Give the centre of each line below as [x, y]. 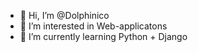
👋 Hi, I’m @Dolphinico [64, 15]
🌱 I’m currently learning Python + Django [103, 36]
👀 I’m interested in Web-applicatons [93, 26]
